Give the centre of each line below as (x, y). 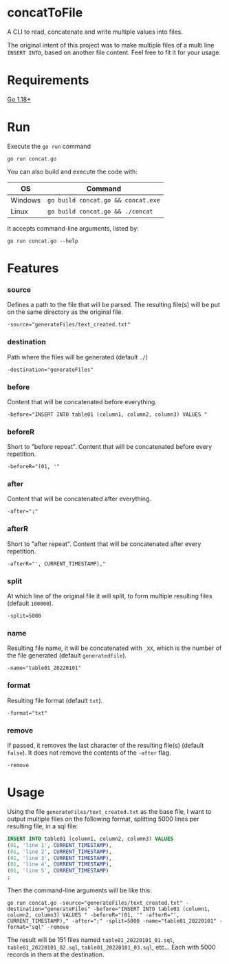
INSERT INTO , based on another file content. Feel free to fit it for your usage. (114, 52)
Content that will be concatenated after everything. (79, 499)
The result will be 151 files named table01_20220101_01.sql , (91, 940)
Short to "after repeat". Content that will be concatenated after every (104, 544)
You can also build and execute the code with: (72, 171)
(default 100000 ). (30, 603)
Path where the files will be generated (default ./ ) (78, 357)
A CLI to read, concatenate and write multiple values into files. (95, 32)
